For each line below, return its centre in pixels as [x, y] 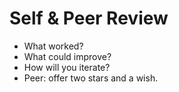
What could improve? [67, 56]
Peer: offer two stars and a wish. [91, 78]
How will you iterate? [67, 67]
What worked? [53, 46]
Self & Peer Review [89, 18]
